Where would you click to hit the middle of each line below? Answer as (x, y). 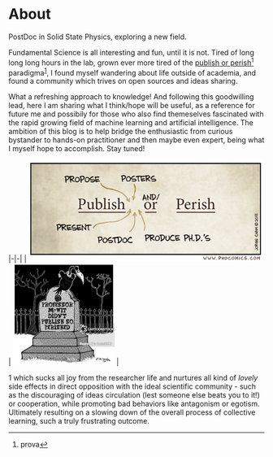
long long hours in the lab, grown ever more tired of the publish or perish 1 (131, 62)
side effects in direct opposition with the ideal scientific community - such (132, 386)
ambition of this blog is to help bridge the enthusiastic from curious (121, 132)
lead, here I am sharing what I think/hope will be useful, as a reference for (132, 106)
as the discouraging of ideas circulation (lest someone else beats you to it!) (134, 395)
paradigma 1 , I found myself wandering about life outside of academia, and (132, 72)
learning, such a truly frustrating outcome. (79, 421)
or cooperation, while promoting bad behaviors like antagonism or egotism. (134, 404)
